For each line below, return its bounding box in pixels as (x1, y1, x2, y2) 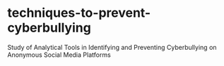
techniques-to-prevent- (7, 5, 151, 21)
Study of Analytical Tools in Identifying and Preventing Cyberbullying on (7, 43, 217, 51)
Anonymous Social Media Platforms (7, 51, 111, 59)
